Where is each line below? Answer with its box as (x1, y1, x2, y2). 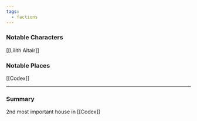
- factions (11, 14, 38, 20)
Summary (6, 95, 35, 103)
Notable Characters (6, 33, 63, 42)
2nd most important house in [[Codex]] (6, 108, 101, 115)
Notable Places (6, 61, 50, 69)
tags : (6, 8, 19, 15)
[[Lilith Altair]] (6, 46, 39, 53)
